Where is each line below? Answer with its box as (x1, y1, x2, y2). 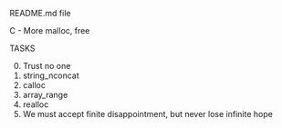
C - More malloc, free (9, 25, 90, 35)
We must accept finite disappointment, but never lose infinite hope (22, 109, 274, 119)
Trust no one (22, 61, 71, 71)
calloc (22, 80, 46, 90)
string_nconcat (22, 70, 79, 81)
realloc (22, 99, 49, 110)
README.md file (9, 8, 71, 18)
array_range (22, 90, 68, 100)
